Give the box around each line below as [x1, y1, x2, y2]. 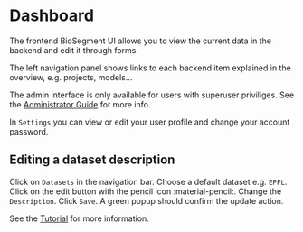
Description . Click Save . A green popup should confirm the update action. [9, 195, 284, 206]
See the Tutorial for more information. [9, 213, 149, 224]
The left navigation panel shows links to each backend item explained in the [9, 62, 291, 73]
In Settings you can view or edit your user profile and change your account [9, 116, 290, 127]
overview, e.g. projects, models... [9, 71, 133, 82]
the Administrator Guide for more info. [9, 98, 151, 109]
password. [9, 125, 49, 136]
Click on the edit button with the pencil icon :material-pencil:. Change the [9, 186, 282, 197]
